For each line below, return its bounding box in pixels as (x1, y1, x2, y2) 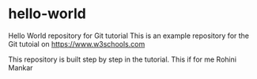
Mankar (8, 62, 33, 72)
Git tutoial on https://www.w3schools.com (8, 39, 146, 48)
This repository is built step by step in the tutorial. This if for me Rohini (8, 55, 237, 64)
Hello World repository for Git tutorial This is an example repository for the (8, 31, 250, 40)
